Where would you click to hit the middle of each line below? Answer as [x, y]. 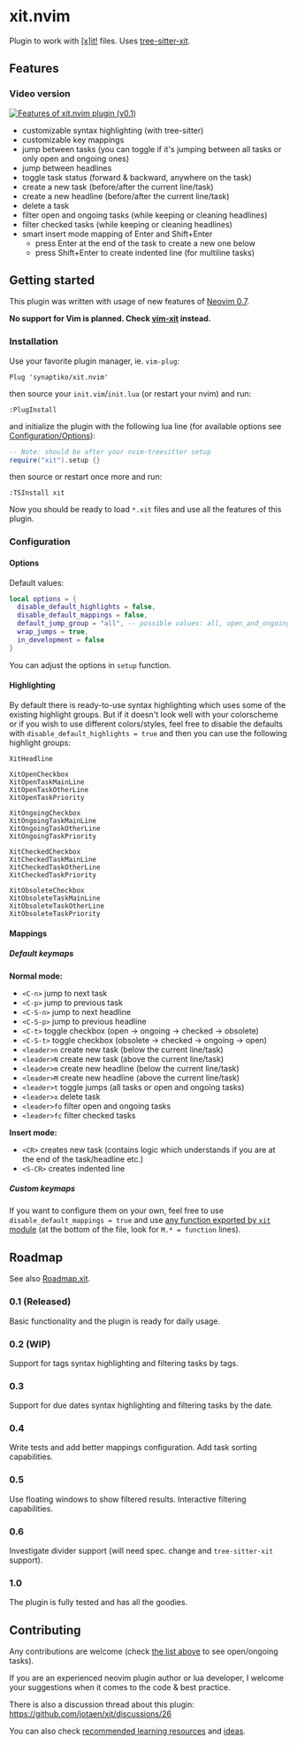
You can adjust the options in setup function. [90, 665]
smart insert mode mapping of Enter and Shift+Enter [117, 234]
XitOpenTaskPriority [47, 797]
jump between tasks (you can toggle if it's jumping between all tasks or [152, 149]
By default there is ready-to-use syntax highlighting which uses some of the [148, 704]
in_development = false [61, 640]
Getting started [52, 281]
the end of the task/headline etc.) [83, 1159]
